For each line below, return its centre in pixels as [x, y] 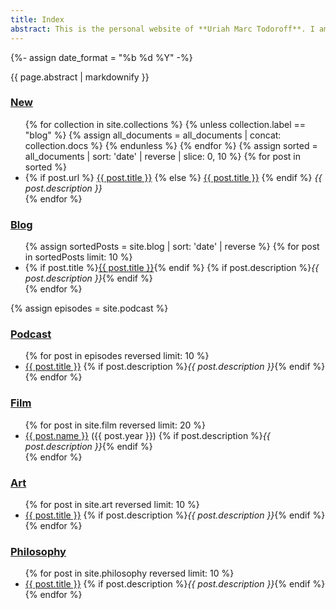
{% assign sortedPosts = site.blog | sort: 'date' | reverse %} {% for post [172, 247]
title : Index [37, 19]
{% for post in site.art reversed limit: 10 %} [112, 504]
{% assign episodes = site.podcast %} [89, 308]
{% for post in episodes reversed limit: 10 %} [117, 356]
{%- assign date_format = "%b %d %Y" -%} [101, 57]
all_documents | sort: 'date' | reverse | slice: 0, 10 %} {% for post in [162, 156]
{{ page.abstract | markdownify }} [80, 77]
